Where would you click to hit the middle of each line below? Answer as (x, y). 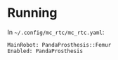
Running (32, 13)
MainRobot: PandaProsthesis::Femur (59, 45)
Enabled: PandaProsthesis (45, 51)
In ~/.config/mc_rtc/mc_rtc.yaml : (56, 32)
